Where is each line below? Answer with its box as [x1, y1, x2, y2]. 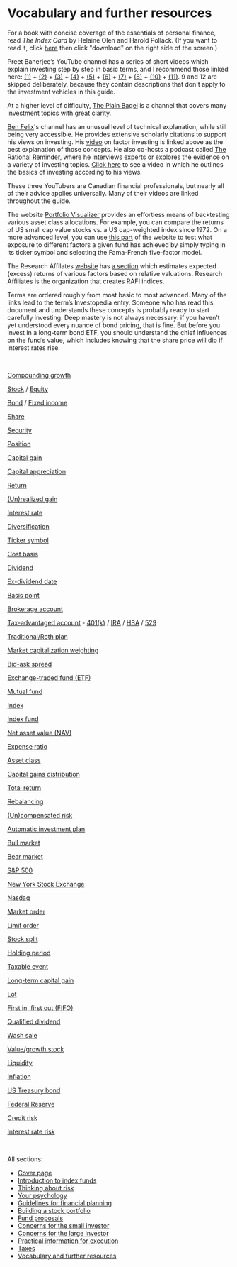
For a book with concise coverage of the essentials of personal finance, [7, 28, 216, 37]
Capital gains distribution [7, 769, 80, 778]
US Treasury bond [7, 1086, 61, 1095]
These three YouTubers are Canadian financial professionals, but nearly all [7, 181, 224, 190]
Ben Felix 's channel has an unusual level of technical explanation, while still [7, 122, 227, 131]
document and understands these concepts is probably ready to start [7, 305, 210, 314]
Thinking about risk [17, 1183, 74, 1192]
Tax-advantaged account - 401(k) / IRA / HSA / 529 [7, 618, 157, 627]
